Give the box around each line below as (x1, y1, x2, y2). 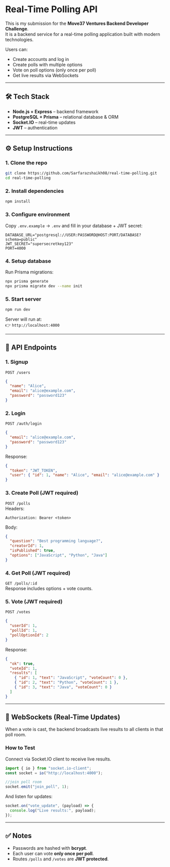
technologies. (5, 37, 34, 43)
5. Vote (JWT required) (5, 598, 63, 605)
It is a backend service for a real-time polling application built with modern (5, 31, 160, 37)
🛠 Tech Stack (5, 92, 50, 101)
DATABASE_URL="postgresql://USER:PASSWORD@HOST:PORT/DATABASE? (5, 232, 142, 237)
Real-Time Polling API (5, 4, 98, 15)
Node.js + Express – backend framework (12, 108, 99, 115)
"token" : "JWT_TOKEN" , (10, 468, 58, 473)
